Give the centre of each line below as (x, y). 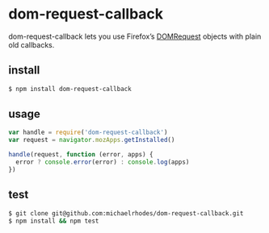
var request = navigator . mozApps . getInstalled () (92, 140)
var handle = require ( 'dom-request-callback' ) (88, 133)
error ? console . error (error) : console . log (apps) (103, 162)
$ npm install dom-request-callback (70, 89)
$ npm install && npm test (54, 221)
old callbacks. (32, 44)
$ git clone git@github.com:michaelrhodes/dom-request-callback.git (126, 213)
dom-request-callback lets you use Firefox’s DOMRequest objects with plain (135, 36)
